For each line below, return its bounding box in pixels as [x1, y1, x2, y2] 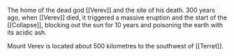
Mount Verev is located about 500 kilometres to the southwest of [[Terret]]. [7, 42, 224, 50]
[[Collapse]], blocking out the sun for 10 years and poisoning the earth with [7, 21, 224, 29]
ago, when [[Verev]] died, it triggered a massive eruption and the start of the [7, 13, 227, 22]
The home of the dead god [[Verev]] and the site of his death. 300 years [7, 6, 215, 14]
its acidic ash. [7, 28, 47, 36]
